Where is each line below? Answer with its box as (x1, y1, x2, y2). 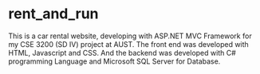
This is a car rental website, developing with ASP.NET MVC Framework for (8, 31, 253, 41)
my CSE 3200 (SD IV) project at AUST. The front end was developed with (8, 39, 249, 49)
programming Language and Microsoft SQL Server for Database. (8, 56, 221, 66)
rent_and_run (8, 5, 99, 23)
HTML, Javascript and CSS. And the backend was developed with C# (8, 48, 237, 57)
